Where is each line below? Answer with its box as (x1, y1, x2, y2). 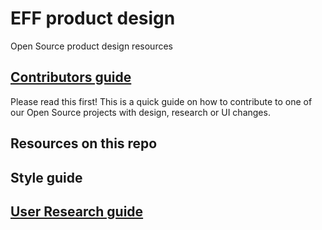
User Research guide (10, 203, 144, 220)
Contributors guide (10, 69, 132, 86)
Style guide (10, 169, 83, 186)
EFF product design (10, 7, 176, 30)
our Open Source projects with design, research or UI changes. (10, 106, 271, 118)
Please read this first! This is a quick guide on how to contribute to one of (10, 95, 313, 107)
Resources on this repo (10, 135, 158, 152)
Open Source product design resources (10, 40, 173, 52)
